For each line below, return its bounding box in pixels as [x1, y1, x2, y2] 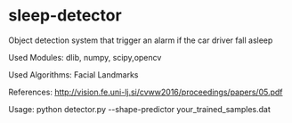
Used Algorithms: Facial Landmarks [8, 69, 139, 80]
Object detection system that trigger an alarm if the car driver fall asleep [8, 35, 273, 45]
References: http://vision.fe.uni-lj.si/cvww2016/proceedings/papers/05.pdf [8, 86, 283, 97]
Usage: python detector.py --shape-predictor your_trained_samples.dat [8, 103, 271, 114]
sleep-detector [8, 5, 122, 26]
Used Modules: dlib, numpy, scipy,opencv [8, 52, 162, 62]
